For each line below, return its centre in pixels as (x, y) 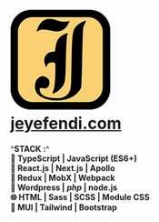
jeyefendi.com (66, 124)
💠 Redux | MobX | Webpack (63, 177)
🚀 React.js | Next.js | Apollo (63, 167)
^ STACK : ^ (30, 148)
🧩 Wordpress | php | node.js (64, 187)
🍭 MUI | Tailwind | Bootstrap (64, 207)
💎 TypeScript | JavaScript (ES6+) (74, 158)
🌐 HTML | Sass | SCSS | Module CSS (80, 197)
